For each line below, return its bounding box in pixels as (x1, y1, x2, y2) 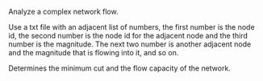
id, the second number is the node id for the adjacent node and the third (8, 31, 248, 40)
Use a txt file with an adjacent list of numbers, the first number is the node (8, 22, 256, 31)
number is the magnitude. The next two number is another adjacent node (8, 39, 252, 49)
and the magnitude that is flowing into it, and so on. (8, 48, 179, 57)
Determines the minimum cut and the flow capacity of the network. (8, 63, 232, 73)
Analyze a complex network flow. (8, 7, 119, 16)
